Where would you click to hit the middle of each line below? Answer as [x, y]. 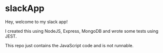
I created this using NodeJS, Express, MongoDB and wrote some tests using [82, 31]
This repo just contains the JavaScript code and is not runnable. [69, 45]
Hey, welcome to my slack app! [36, 22]
